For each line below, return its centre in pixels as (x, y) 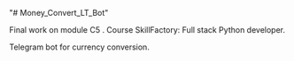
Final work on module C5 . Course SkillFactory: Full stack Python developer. (147, 30)
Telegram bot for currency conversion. (80, 47)
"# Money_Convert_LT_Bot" (59, 13)
